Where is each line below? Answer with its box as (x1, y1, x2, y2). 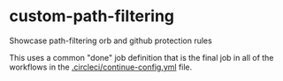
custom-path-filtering (9, 6, 175, 26)
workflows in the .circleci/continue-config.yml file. (9, 62, 193, 72)
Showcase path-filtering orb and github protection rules (9, 35, 212, 46)
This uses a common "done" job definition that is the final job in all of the (9, 52, 274, 63)
